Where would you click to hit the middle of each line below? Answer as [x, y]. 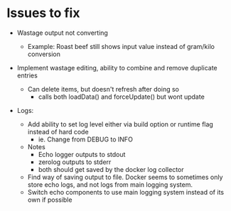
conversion [44, 54]
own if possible [50, 200]
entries [27, 75]
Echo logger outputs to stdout [82, 154]
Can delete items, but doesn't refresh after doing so [103, 89]
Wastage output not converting [62, 33]
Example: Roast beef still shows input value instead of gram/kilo [121, 46]
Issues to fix [43, 13]
